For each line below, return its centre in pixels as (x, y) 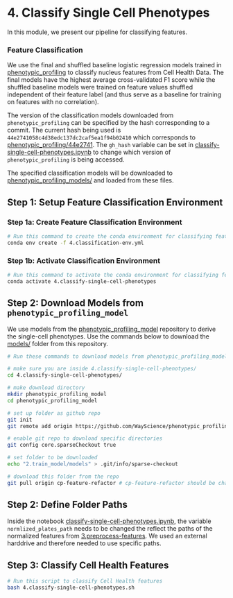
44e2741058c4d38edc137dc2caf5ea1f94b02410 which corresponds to (102, 137)
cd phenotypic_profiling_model (52, 400)
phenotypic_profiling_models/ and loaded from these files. (90, 180)
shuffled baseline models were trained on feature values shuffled (100, 87)
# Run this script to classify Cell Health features (85, 581)
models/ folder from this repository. (58, 343)
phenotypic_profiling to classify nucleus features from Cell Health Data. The (115, 72)
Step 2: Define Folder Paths (68, 505)
